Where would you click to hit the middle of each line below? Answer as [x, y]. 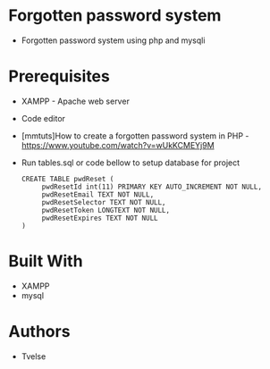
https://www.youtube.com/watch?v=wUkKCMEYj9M [118, 145]
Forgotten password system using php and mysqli [113, 40]
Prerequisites [59, 76]
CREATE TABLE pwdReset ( [67, 179]
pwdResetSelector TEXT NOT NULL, [104, 202]
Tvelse [34, 356]
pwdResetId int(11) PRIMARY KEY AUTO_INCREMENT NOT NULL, [152, 187]
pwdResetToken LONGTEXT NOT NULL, [106, 210]
